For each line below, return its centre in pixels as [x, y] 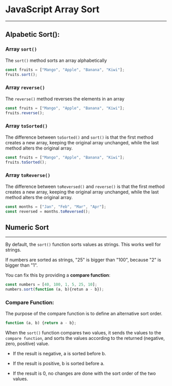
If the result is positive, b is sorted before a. [59, 363]
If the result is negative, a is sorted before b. [59, 354]
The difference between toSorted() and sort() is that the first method [79, 137]
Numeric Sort [27, 227]
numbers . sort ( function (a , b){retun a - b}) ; [55, 289]
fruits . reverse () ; [25, 113]
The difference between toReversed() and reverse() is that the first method [85, 186]
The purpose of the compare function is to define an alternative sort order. [84, 314]
